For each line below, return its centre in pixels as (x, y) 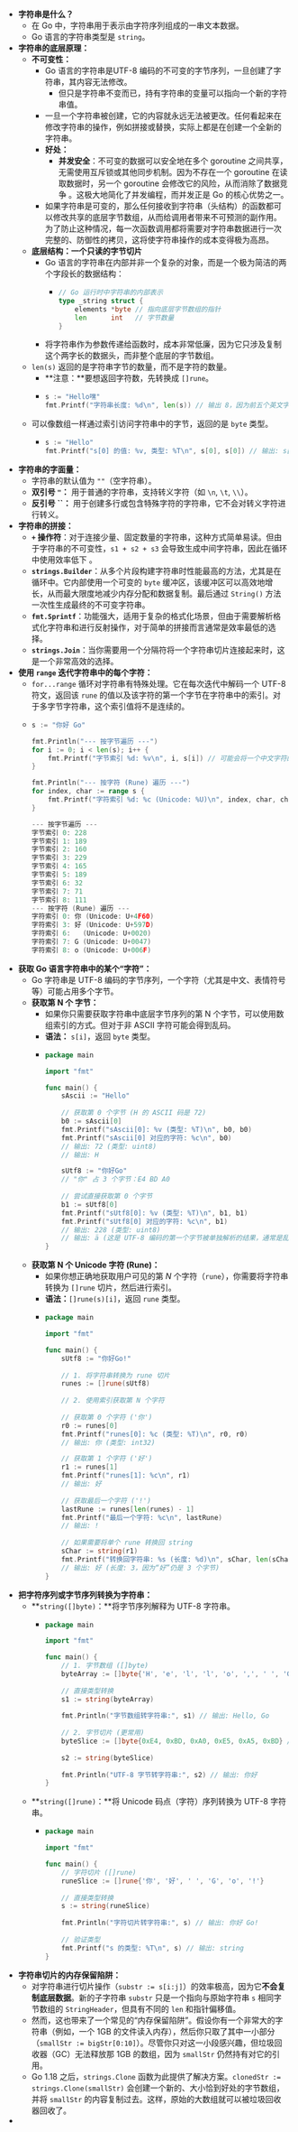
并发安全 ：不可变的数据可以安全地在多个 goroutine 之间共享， (173, 161)
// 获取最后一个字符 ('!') (106, 1501)
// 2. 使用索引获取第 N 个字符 (113, 1401)
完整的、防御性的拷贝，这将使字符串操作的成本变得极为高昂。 (159, 240)
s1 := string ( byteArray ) (108, 1699)
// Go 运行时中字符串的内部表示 (111, 292)
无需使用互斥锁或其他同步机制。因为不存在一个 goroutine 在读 (173, 172)
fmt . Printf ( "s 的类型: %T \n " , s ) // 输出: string (153, 1948)
